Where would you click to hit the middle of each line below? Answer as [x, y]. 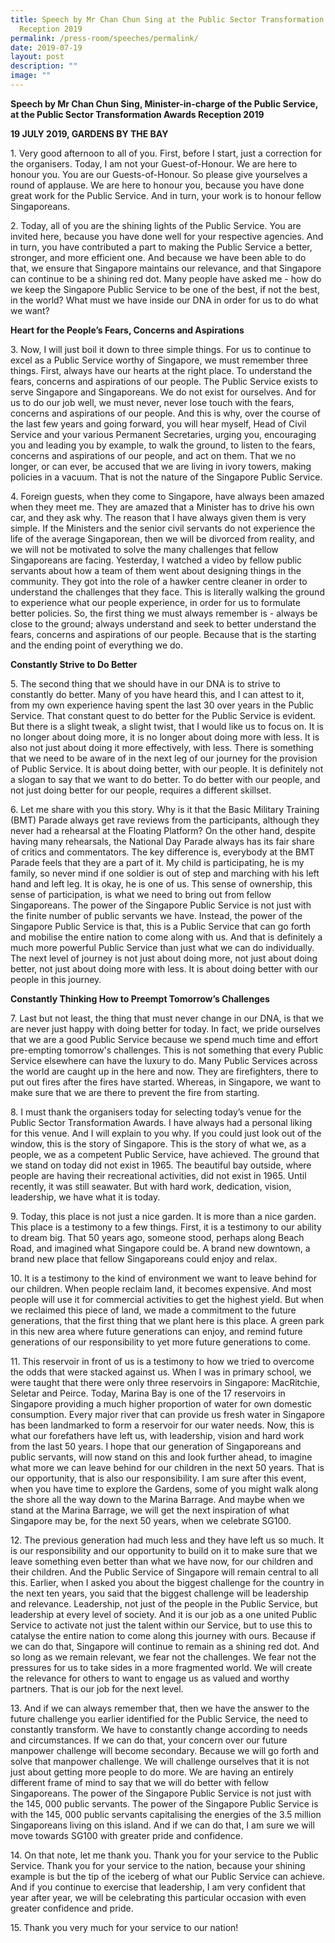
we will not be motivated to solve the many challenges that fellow [144, 549]
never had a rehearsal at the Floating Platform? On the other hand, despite [163, 830]
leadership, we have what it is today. [85, 1197]
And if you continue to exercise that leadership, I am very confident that [158, 1887]
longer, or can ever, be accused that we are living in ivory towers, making [161, 466]
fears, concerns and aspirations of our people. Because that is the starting [163, 634]
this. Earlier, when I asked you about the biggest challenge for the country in [167, 1582]
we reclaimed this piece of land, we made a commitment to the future [153, 1310]
